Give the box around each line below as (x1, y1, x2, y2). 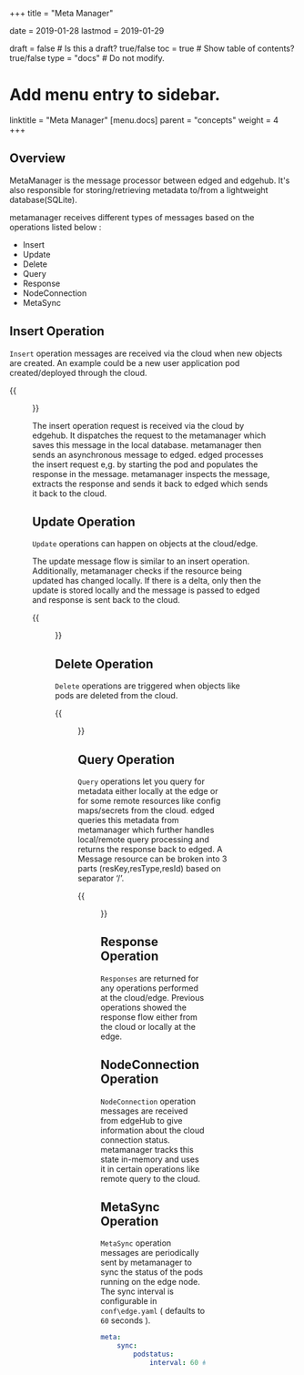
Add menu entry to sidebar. (9, 85, 221, 106)
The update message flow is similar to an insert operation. (32, 555, 250, 567)
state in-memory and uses (100, 1154, 199, 1165)
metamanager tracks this (100, 1144, 194, 1155)
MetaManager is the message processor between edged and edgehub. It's (9, 175, 290, 186)
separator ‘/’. (77, 873, 125, 883)
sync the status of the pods (100, 1267, 203, 1278)
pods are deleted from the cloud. (55, 690, 178, 701)
